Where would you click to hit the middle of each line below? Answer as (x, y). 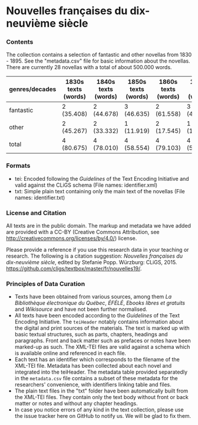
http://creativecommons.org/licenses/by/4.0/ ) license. (72, 238)
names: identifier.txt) (40, 197)
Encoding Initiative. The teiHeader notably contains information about (99, 322)
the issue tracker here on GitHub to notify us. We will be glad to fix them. (103, 416)
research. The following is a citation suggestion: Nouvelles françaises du (94, 256)
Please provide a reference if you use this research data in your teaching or (98, 250)
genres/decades (33, 89)
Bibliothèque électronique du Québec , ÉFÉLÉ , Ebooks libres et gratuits (100, 303)
